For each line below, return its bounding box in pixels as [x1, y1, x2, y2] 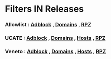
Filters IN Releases [5, 3, 84, 15]
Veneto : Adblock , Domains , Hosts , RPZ [5, 48, 106, 55]
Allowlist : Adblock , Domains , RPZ [5, 21, 91, 28]
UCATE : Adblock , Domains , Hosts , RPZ [5, 35, 106, 42]
